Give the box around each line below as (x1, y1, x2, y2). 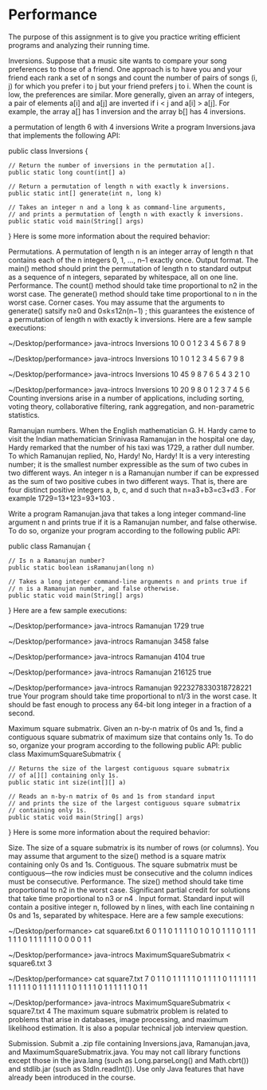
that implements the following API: (8, 130, 121, 140)
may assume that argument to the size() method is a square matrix (8, 851, 226, 860)
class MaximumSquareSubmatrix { (8, 749, 122, 758)
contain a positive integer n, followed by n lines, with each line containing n (8, 902, 255, 911)
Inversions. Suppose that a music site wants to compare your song (8, 56, 227, 65)
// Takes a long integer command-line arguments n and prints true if (8, 577, 248, 585)
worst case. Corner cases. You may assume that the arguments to (8, 297, 226, 307)
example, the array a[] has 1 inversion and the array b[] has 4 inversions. (8, 106, 245, 116)
